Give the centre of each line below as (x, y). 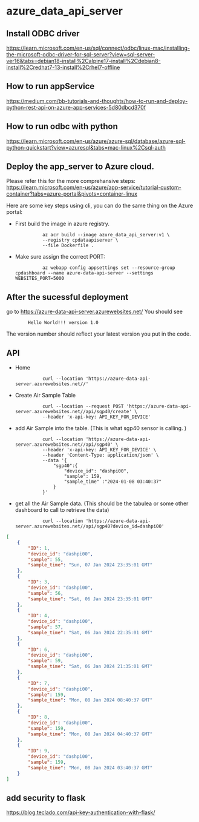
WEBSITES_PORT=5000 (40, 279)
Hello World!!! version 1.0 (63, 323)
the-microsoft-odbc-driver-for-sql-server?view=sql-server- (81, 55)
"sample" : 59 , (46, 661)
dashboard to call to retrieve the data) (62, 510)
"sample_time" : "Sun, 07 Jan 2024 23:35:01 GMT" (90, 565)
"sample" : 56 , (46, 593)
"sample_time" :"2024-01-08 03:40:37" (113, 482)
